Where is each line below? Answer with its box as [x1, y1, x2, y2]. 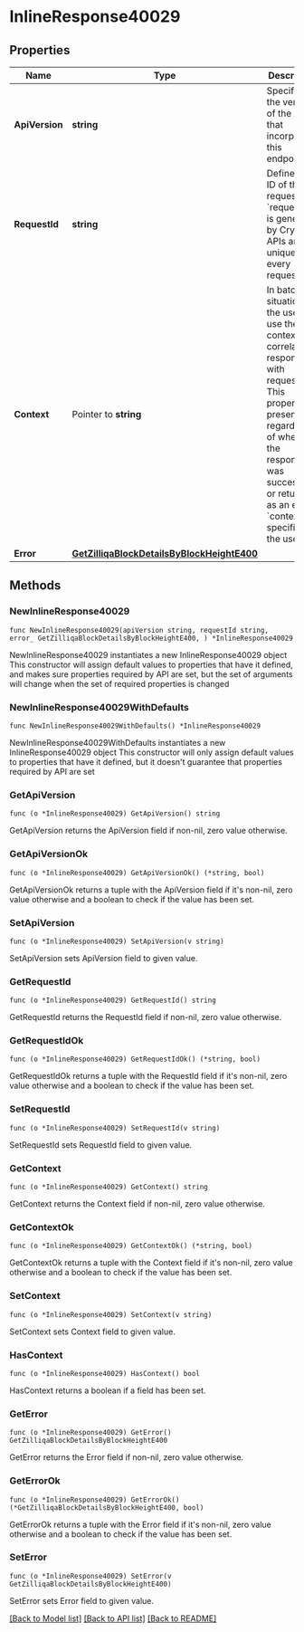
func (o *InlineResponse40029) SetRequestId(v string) [9, 1123, 221, 1132]
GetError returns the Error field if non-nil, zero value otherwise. [9, 1452, 244, 1463]
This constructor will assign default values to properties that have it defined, [9, 659, 294, 670]
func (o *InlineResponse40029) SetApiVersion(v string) [9, 937, 224, 946]
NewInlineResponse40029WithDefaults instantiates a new [9, 737, 226, 748]
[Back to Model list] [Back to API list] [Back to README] [9, 1613, 217, 1624]
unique [266, 246, 297, 259]
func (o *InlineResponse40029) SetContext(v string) [9, 1310, 213, 1319]
